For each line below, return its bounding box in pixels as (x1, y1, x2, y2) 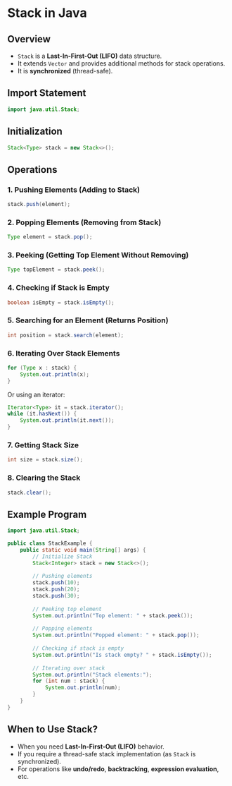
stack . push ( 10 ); (32, 579, 80, 586)
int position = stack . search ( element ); (7, 332, 124, 339)
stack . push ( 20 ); (32, 586, 80, 593)
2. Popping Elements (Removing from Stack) (7, 217, 162, 227)
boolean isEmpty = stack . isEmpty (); (7, 298, 115, 306)
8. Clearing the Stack (7, 473, 81, 483)
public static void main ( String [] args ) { (20, 546, 146, 553)
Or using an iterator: (7, 390, 65, 399)
